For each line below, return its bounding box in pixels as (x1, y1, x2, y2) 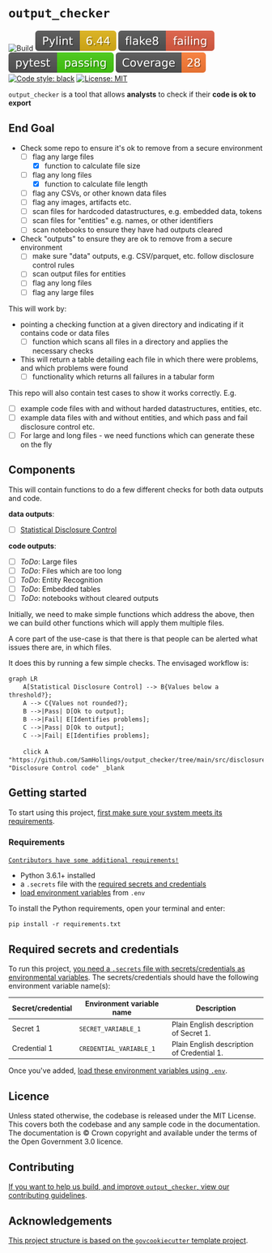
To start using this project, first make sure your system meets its (8, 807, 223, 817)
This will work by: (8, 303, 67, 313)
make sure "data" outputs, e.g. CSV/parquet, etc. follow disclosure (32, 251, 254, 261)
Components (8, 463, 75, 477)
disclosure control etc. (19, 422, 96, 431)
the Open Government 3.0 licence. (8, 1137, 124, 1147)
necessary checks (32, 345, 94, 355)
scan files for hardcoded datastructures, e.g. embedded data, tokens (32, 207, 262, 217)
